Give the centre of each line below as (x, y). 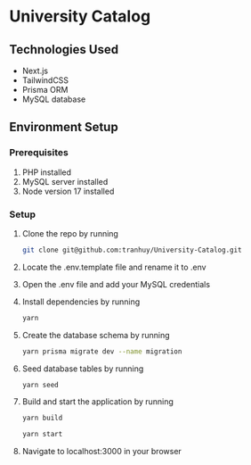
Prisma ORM (45, 90)
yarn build (42, 418)
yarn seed (40, 385)
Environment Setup (64, 127)
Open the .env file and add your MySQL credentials (116, 284)
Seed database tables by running (83, 369)
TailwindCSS (45, 80)
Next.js (35, 71)
